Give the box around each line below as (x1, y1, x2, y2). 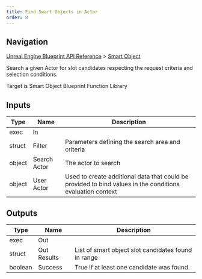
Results (38, 253, 59, 262)
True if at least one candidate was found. (75, 263, 190, 271)
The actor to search (65, 159, 121, 168)
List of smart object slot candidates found (75, 245, 192, 254)
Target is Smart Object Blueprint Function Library (6, 83, 127, 90)
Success (38, 263, 63, 271)
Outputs (6, 208, 38, 218)
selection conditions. (6, 71, 58, 78)
